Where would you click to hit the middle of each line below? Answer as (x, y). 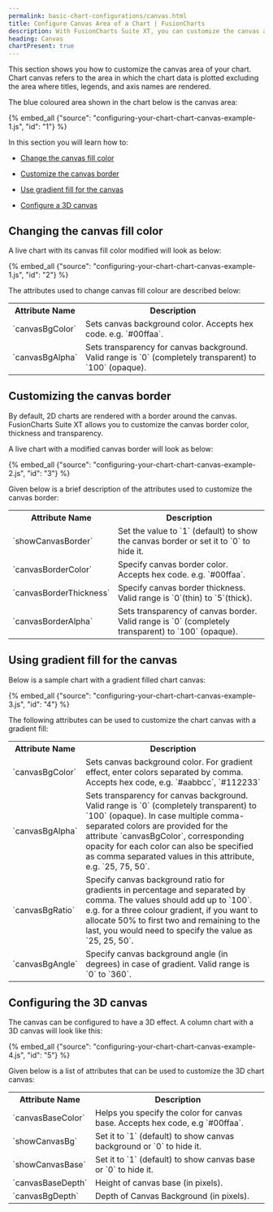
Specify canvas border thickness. (182, 587)
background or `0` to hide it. (148, 1146)
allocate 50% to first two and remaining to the (173, 920)
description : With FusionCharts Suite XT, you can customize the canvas (134, 31)
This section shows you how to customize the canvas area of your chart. (130, 69)
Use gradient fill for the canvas (72, 190)
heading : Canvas (36, 39)
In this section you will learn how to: (68, 142)
